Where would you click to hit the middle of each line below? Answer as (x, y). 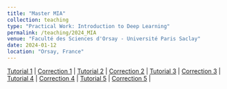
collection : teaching (38, 20)
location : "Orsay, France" (46, 52)
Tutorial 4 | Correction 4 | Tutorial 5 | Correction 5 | (79, 78)
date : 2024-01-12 (32, 45)
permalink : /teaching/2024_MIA (52, 33)
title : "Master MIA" (37, 13)
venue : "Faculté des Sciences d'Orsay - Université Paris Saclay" (104, 39)
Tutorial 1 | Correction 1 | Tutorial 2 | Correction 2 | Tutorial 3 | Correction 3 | (114, 71)
